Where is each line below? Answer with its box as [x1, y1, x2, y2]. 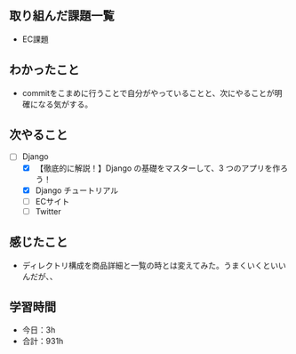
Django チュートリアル [35, 185, 118, 196]
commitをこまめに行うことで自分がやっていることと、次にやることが [21, 87, 276, 98]
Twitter [35, 205, 62, 216]
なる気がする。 [37, 99, 93, 109]
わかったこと [9, 62, 80, 77]
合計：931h [21, 336, 64, 347]
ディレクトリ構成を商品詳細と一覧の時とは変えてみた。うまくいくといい [21, 260, 287, 270]
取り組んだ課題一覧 [9, 8, 115, 24]
